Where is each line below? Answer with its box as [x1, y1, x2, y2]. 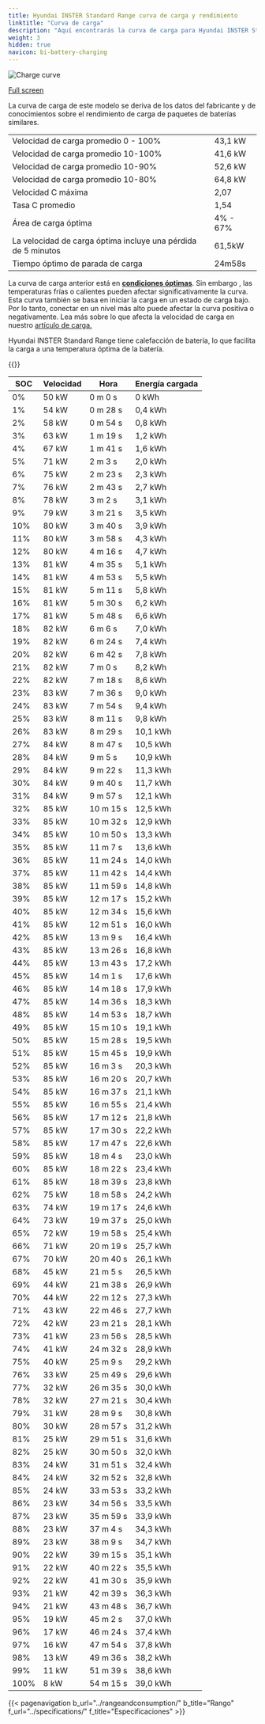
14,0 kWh [135, 855, 172, 865]
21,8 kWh [135, 1112, 172, 1122]
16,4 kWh [135, 932, 172, 943]
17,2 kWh [135, 958, 172, 968]
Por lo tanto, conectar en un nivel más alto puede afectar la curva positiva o [8, 304, 255, 313]
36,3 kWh [135, 1588, 172, 1599]
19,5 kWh [135, 1035, 172, 1046]
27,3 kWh [135, 1292, 172, 1303]
